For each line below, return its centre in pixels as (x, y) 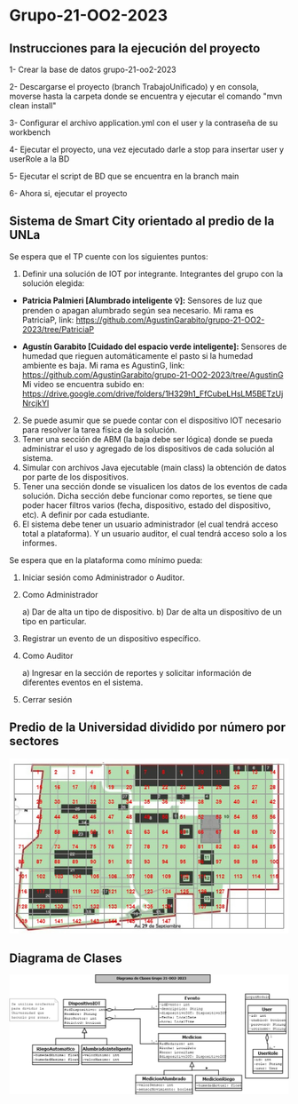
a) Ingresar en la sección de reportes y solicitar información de (137, 672)
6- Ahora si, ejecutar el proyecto (68, 193)
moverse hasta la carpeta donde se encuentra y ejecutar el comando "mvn (146, 96)
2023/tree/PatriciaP (58, 329)
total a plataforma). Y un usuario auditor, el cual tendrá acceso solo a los (154, 533)
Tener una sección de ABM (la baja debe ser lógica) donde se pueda (147, 439)
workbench (30, 132)
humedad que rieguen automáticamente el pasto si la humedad (137, 355)
